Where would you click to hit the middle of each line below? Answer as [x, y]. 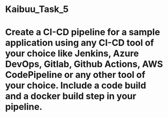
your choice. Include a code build [76, 86]
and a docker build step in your [71, 96]
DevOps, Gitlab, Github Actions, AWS [84, 64]
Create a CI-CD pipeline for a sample [83, 32]
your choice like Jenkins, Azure [72, 53]
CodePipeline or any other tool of [75, 75]
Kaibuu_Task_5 [37, 9]
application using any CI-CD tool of [80, 43]
